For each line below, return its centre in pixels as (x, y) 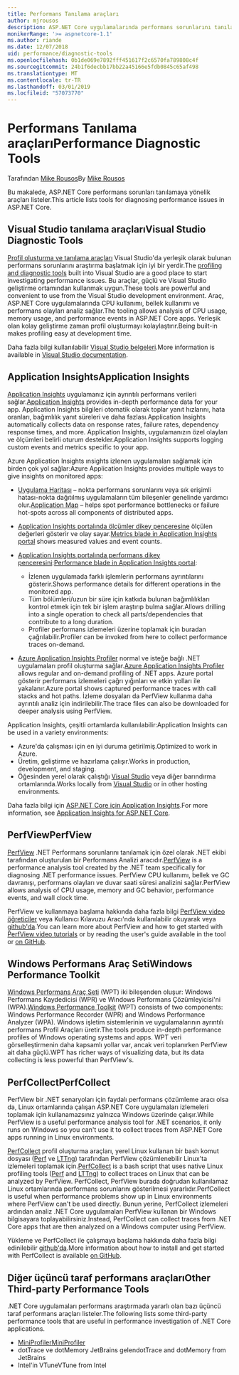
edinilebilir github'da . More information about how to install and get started (116, 1248)
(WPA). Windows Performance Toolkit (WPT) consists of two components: (115, 1007)
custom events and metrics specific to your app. (78, 447)
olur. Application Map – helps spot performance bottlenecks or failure (118, 505)
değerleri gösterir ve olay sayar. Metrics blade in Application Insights (117, 533)
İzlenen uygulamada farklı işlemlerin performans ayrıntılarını (116, 576)
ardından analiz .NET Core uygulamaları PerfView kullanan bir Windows (112, 1211)
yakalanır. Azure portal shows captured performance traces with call (117, 688)
